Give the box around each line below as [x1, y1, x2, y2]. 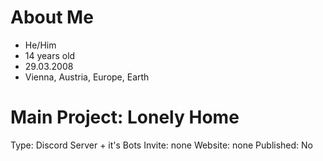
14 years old [24, 49, 76, 61]
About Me [10, 6, 94, 29]
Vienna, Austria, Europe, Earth [24, 71, 150, 83]
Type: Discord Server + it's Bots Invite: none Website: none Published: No [10, 139, 313, 151]
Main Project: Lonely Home [10, 106, 240, 129]
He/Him [24, 39, 57, 51]
